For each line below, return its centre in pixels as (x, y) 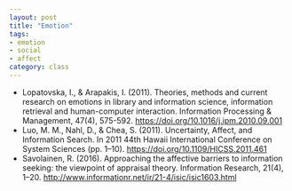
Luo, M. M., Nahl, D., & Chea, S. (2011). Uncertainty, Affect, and (137, 130)
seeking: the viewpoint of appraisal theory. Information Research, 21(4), (153, 167)
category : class (39, 68)
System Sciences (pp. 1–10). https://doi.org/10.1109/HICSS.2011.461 (145, 148)
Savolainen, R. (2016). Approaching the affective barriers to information (152, 158)
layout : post (33, 17)
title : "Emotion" (41, 26)
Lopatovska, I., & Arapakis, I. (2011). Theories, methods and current (145, 92)
